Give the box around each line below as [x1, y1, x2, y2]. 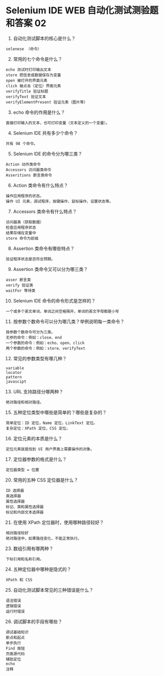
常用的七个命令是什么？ [13, 56, 62, 62]
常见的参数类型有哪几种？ [13, 355, 67, 361]
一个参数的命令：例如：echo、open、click [6, 340, 85, 345]
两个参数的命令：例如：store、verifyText [6, 345, 86, 351]
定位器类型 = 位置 [6, 467, 40, 472]
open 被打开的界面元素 [6, 78, 48, 83]
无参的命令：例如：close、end [6, 335, 62, 340]
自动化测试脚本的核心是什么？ [13, 35, 76, 41]
